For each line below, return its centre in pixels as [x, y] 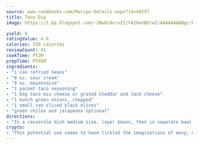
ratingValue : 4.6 [28, 39]
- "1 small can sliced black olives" [53, 105]
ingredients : [22, 67]
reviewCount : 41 [26, 50]
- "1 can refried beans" [37, 72]
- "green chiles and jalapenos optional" [58, 111]
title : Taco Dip [26, 17]
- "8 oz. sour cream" [33, 78]
